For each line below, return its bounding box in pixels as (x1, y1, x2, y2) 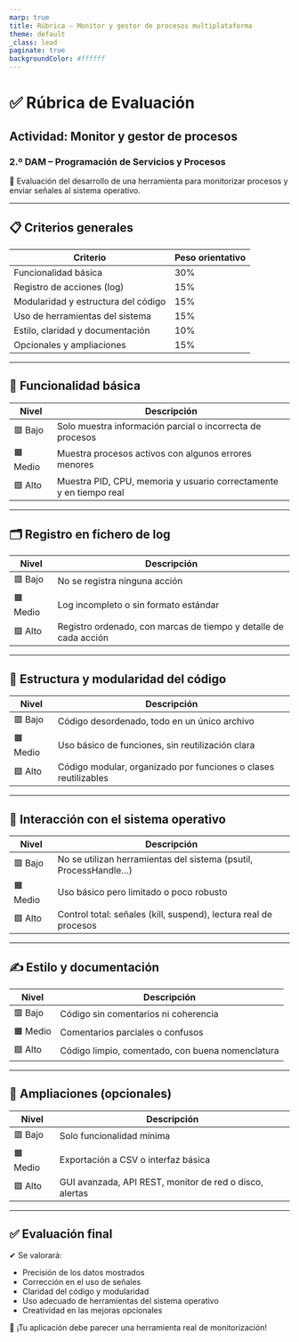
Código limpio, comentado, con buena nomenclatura (60, 1045, 279, 1057)
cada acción (57, 631, 109, 644)
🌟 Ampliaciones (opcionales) (9, 1086, 172, 1102)
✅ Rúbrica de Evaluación (9, 93, 196, 113)
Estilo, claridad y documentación (13, 324, 150, 337)
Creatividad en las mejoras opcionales (21, 1305, 163, 1316)
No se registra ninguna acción (57, 574, 183, 587)
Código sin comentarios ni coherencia (60, 1008, 219, 1021)
